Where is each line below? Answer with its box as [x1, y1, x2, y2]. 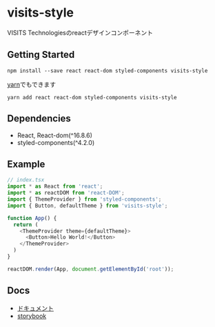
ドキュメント [17, 304, 54, 312]
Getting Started [7, 49, 75, 61]
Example [7, 158, 45, 170]
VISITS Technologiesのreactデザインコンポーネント [7, 28, 154, 37]
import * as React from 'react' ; [7, 183, 103, 190]
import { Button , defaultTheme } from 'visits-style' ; [7, 202, 168, 209]
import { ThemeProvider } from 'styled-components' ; [7, 196, 162, 203]
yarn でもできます [7, 80, 57, 88]
